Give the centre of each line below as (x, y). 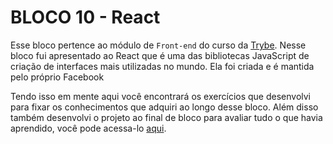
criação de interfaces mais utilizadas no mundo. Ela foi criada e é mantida (162, 66)
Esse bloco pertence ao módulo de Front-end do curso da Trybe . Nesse (158, 45)
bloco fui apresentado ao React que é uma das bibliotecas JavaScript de (160, 55)
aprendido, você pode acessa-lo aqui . (88, 128)
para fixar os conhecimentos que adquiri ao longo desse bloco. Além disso (164, 107)
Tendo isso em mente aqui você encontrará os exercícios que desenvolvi (160, 96)
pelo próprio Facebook (57, 77)
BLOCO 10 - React (85, 17)
